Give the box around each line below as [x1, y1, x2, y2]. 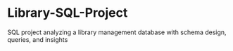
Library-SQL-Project [7, 5, 128, 21]
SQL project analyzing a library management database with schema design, [7, 28, 227, 36]
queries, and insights [7, 35, 68, 43]
